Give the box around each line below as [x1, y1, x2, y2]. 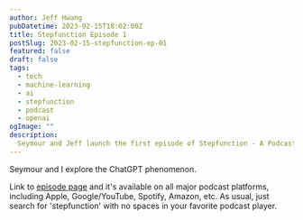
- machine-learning [17, 80, 91, 89]
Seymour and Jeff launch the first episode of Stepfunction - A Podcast [17, 139, 297, 148]
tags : [9, 64, 30, 73]
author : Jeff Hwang [9, 13, 83, 23]
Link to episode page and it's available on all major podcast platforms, [9, 181, 270, 192]
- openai [17, 114, 50, 123]
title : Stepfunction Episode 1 [9, 30, 127, 39]
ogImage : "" [9, 123, 54, 132]
